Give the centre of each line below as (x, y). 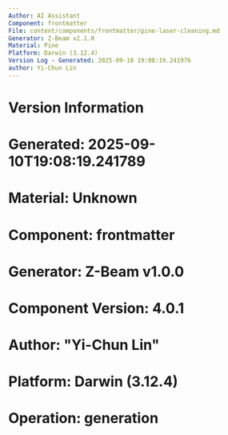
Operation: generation (83, 419)
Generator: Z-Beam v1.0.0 (96, 272)
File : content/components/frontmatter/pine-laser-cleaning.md (114, 30)
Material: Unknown (73, 198)
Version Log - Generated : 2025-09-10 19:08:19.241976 (100, 61)
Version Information (76, 107)
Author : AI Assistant (44, 16)
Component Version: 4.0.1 (96, 308)
